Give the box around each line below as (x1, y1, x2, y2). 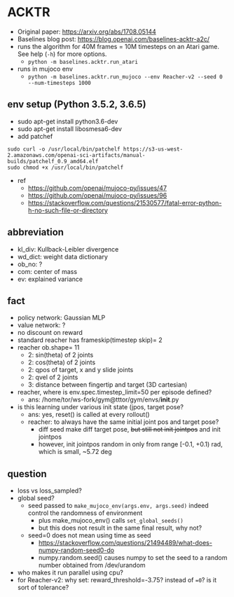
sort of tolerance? (17, 583, 69, 592)
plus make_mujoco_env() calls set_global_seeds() (38, 516, 184, 525)
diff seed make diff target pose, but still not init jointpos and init (38, 425, 221, 434)
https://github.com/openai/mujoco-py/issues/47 (27, 184, 167, 192)
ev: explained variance (17, 275, 83, 283)
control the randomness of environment (27, 509, 143, 517)
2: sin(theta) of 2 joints (27, 351, 94, 359)
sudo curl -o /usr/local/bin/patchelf (7, 145, 121, 153)
